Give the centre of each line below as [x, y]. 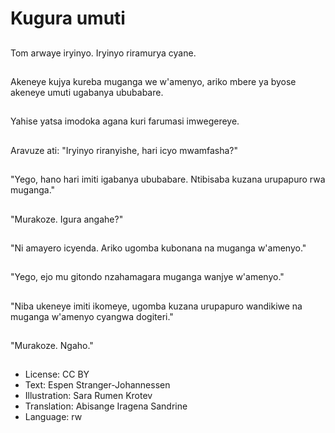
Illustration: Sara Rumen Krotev [88, 396]
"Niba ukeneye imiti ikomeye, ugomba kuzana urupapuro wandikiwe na [156, 306]
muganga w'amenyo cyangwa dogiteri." [92, 316]
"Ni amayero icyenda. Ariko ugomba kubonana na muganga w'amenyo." [158, 248]
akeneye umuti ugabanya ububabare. [87, 92]
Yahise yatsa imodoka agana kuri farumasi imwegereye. [125, 121]
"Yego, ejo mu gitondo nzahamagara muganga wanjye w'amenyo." [147, 277]
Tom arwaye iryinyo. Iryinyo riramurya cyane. [103, 53]
